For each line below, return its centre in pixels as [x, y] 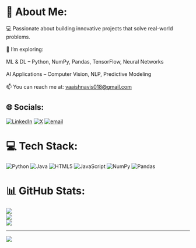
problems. [18, 37]
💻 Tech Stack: [42, 146]
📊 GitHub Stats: [46, 191]
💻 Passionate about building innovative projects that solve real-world [90, 28]
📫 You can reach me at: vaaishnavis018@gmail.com [69, 86]
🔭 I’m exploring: [25, 49]
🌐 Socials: [25, 107]
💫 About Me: [37, 12]
